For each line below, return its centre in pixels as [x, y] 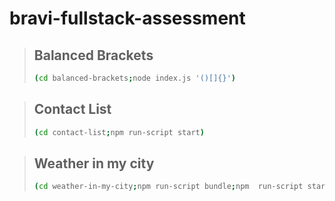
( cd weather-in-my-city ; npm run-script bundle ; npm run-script [168, 187]
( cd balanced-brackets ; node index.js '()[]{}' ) [135, 78]
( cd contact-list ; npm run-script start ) [119, 132]
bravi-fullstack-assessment [127, 18]
